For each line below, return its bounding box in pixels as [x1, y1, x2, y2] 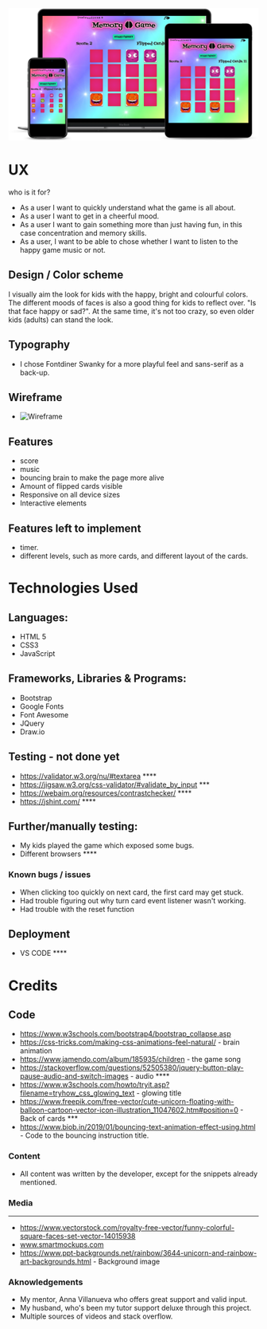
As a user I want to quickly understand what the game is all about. [19, 202, 236, 212]
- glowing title [136, 1088, 182, 1098]
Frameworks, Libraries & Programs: [8, 672, 187, 686]
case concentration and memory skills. [19, 228, 147, 238]
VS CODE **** [19, 949, 68, 958]
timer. [19, 542, 39, 552]
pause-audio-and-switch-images [19, 1071, 129, 1081]
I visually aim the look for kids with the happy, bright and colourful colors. [8, 289, 249, 299]
